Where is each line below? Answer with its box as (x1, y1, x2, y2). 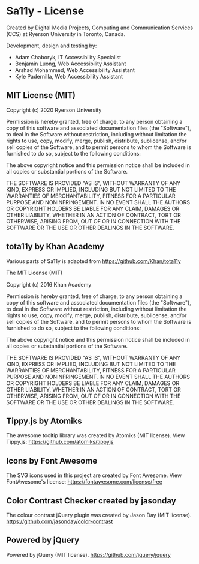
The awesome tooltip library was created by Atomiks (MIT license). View (6, 432, 185, 439)
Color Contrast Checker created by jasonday (6, 496, 177, 506)
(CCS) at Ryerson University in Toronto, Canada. (6, 30, 126, 37)
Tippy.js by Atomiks (6, 416, 82, 426)
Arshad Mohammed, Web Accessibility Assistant (14, 66, 135, 73)
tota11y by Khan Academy (6, 241, 105, 252)
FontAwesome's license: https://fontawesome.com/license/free (6, 478, 163, 485)
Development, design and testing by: (6, 42, 97, 49)
